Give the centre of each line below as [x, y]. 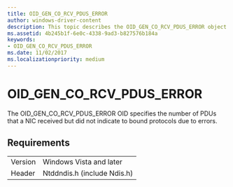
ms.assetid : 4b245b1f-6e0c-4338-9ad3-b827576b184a [83, 33]
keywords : [22, 40]
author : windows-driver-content [54, 20]
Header [23, 173]
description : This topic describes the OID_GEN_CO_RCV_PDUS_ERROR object [117, 27]
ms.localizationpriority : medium [56, 60]
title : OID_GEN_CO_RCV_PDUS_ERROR [58, 14]
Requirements [38, 143]
